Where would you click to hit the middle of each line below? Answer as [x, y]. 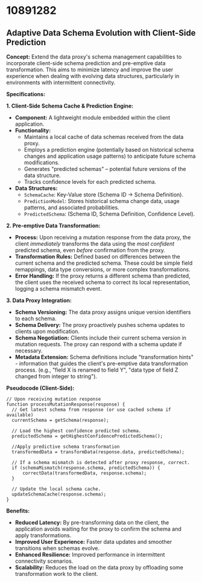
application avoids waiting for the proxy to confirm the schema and [98, 529]
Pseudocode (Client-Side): [40, 388]
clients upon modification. [47, 331]
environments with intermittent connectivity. [61, 82]
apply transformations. [43, 535]
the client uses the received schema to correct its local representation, [103, 282]
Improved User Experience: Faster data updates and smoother [93, 542]
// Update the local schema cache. [56, 489]
